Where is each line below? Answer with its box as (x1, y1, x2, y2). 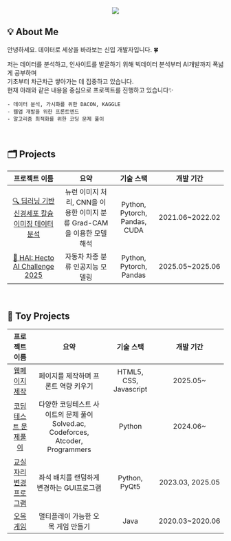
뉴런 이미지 (65, 187, 99, 196)
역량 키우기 (59, 382, 93, 391)
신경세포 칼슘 (13, 209, 54, 218)
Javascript (113, 385, 148, 394)
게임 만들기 (56, 522, 91, 531)
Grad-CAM (71, 218, 109, 227)
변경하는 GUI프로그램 (36, 483, 102, 493)
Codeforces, (49, 427, 89, 437)
